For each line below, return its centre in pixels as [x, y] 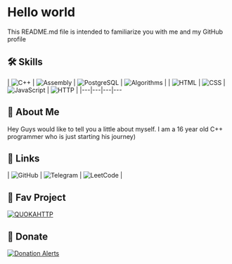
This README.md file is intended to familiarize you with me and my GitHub [115, 32]
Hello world [41, 12]
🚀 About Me [33, 112]
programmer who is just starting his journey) [71, 136]
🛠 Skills [25, 62]
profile [17, 39]
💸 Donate [28, 236]
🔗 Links [24, 158]
